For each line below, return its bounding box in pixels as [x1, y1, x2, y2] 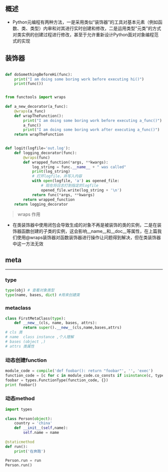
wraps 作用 [17, 211, 41, 217]
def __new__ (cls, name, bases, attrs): [14, 321, 97, 326]
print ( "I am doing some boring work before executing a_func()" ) [23, 118, 162, 123]
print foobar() [5, 382, 37, 387]
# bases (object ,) [5, 339, 46, 344]
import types [5, 407, 32, 412]
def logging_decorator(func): [14, 150, 77, 155]
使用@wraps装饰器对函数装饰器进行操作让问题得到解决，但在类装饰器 [16, 235, 161, 241]
